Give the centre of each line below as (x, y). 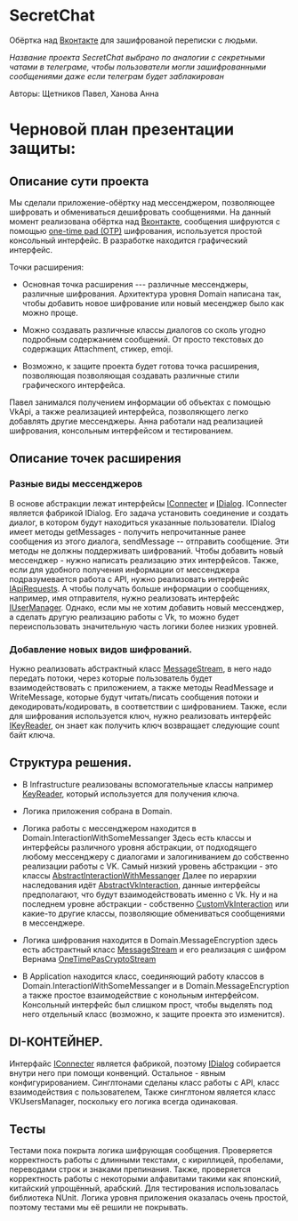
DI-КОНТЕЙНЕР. (56, 1042)
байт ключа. (32, 734)
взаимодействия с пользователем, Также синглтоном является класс (142, 1092)
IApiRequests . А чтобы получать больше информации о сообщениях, (140, 588)
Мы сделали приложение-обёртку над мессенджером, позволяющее (142, 202)
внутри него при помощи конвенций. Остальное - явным (118, 1072)
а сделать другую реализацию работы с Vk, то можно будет (125, 617)
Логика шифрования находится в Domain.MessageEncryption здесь (150, 940)
